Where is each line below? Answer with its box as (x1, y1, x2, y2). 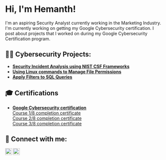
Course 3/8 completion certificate (12, 120, 82, 126)
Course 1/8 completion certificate (12, 110, 81, 116)
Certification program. (5, 36, 51, 42)
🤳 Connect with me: (5, 135, 67, 143)
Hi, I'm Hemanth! (5, 3, 76, 15)
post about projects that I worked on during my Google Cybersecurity (5, 30, 148, 36)
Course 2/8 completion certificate (12, 115, 82, 121)
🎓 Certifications (5, 89, 59, 97)
